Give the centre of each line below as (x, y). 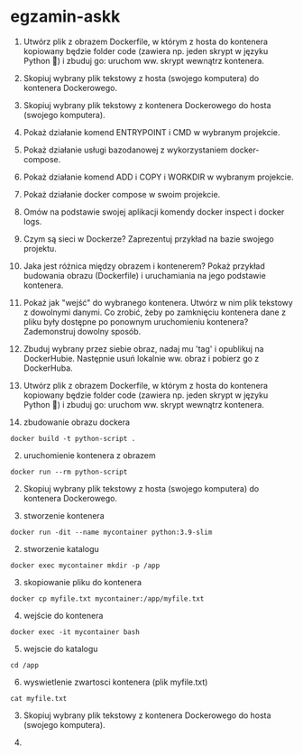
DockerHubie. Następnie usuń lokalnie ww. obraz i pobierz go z (141, 358)
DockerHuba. (48, 368)
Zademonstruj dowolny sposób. (82, 331)
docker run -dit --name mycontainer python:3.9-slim (111, 532)
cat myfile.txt (39, 698)
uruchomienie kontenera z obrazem (89, 455)
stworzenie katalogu (61, 548)
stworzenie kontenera (64, 515)
